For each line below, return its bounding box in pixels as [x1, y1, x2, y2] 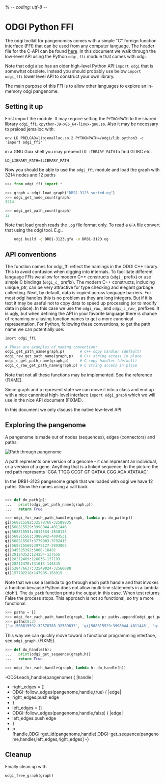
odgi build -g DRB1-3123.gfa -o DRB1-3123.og [14, 237, 109, 241]
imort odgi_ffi [5, 336, 36, 340]
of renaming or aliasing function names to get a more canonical [5, 315, 134, 322]
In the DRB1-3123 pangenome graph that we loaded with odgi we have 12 [5, 478, 153, 484]
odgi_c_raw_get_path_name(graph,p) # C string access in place [5, 363, 137, 368]
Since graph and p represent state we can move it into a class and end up [5, 386, 154, 392]
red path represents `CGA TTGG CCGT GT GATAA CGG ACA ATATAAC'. [5, 469, 149, 475]
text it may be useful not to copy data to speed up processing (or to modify [5, 300, 157, 306]
